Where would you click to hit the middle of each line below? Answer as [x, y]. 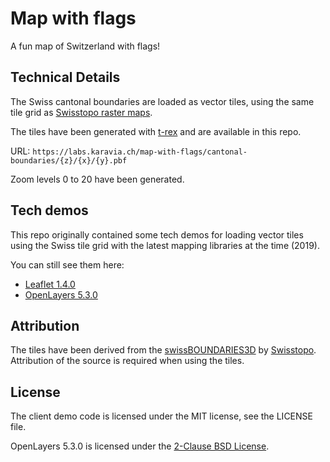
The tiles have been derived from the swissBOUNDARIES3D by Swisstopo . [163, 350]
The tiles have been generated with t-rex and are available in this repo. [156, 131]
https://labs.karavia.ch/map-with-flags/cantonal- [140, 152]
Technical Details [65, 77]
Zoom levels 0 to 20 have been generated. [97, 179]
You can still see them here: [67, 264]
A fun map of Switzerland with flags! [85, 46]
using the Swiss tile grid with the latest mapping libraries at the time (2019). [165, 245]
